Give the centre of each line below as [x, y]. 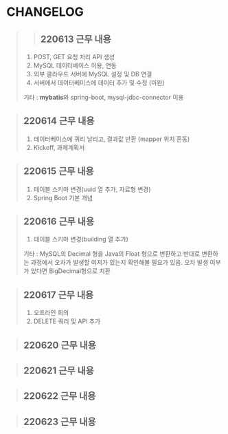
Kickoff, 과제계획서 [59, 147]
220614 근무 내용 [59, 121]
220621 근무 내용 [58, 371]
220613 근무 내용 [76, 39]
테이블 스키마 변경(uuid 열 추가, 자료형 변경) [92, 189]
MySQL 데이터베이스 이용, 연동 [75, 65]
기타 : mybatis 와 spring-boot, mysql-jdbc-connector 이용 [103, 97]
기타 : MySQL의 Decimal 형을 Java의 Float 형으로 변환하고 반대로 [112, 254]
